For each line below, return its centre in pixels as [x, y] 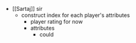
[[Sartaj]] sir [27, 9]
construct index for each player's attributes [75, 15]
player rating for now [57, 21]
